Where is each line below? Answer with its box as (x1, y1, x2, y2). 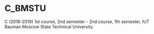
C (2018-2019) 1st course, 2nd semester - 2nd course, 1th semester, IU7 (4, 19, 149, 24)
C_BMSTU (4, 3, 46, 14)
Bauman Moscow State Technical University (4, 23, 93, 29)
